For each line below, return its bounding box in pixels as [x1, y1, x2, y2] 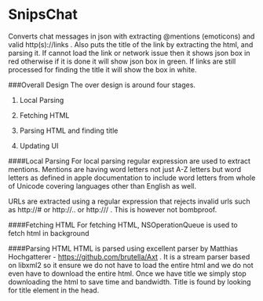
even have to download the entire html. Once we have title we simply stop [8, 269, 247, 278]
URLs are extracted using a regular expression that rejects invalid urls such [8, 196, 251, 206]
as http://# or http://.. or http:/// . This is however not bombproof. [8, 204, 217, 214]
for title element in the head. [8, 285, 100, 295]
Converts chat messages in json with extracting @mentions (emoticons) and [8, 31, 255, 41]
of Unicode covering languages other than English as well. [8, 181, 197, 190]
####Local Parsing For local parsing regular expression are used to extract [8, 156, 251, 166]
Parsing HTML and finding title [19, 126, 119, 135]
